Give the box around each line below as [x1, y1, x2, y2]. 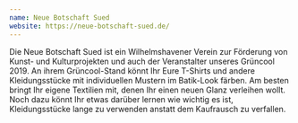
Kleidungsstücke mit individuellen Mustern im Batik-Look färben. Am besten [9, 75, 289, 85]
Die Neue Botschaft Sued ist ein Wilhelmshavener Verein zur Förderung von [9, 46, 288, 57]
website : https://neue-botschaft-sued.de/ [9, 22, 170, 31]
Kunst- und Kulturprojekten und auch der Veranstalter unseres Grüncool [9, 56, 276, 66]
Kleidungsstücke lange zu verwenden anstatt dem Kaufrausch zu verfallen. [9, 103, 286, 114]
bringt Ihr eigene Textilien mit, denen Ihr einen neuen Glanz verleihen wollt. [9, 84, 286, 95]
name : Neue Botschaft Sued [9, 13, 110, 22]
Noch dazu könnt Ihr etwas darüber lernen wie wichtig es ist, [9, 93, 234, 104]
